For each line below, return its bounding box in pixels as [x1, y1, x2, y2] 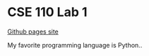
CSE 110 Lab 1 [7, 4, 88, 20]
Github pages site [7, 27, 59, 36]
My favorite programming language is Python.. [7, 41, 143, 49]
